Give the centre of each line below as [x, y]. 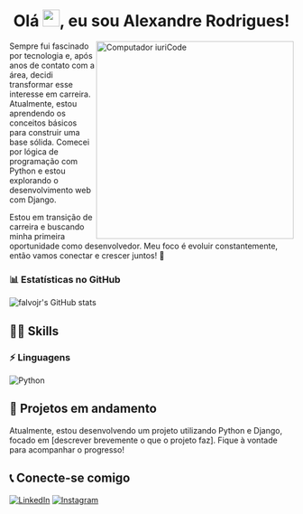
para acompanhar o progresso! [67, 449]
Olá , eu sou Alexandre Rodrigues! [151, 21]
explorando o [34, 180]
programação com [44, 161]
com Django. [33, 200]
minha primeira [37, 236]
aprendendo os [37, 113]
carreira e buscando [47, 227]
